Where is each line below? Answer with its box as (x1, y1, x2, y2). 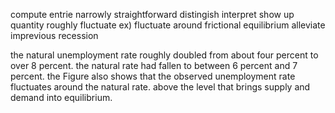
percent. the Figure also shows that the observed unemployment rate (10, 70, 296, 82)
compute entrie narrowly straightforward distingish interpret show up (10, 9, 295, 20)
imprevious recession (10, 30, 99, 41)
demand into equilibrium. (10, 92, 113, 103)
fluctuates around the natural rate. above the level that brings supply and (10, 81, 311, 93)
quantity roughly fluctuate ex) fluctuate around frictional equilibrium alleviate (10, 19, 326, 31)
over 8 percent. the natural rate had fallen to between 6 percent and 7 (10, 60, 298, 71)
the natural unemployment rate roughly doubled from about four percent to (10, 49, 319, 61)
